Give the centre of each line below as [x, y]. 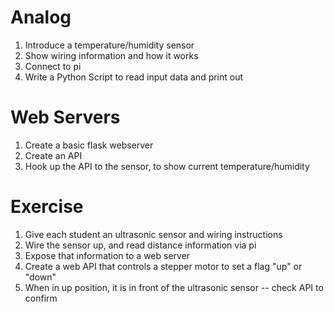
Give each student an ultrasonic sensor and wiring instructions [153, 234]
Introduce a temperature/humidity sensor [109, 45]
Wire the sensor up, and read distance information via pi [140, 245]
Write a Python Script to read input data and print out [134, 77]
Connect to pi [53, 66]
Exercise [47, 207]
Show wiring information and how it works [111, 55]
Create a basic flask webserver [89, 145]
